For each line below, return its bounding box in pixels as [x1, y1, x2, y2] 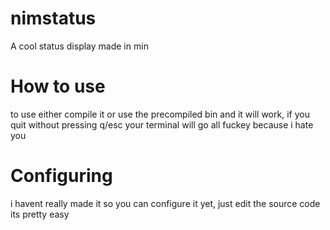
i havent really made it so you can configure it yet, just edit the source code [10, 197, 321, 209]
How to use [10, 75, 106, 98]
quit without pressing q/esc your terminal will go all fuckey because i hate [10, 118, 314, 131]
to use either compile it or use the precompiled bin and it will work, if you [10, 108, 310, 120]
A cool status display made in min [10, 40, 149, 52]
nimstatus [10, 7, 97, 30]
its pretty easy [10, 208, 70, 220]
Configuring [10, 165, 113, 187]
